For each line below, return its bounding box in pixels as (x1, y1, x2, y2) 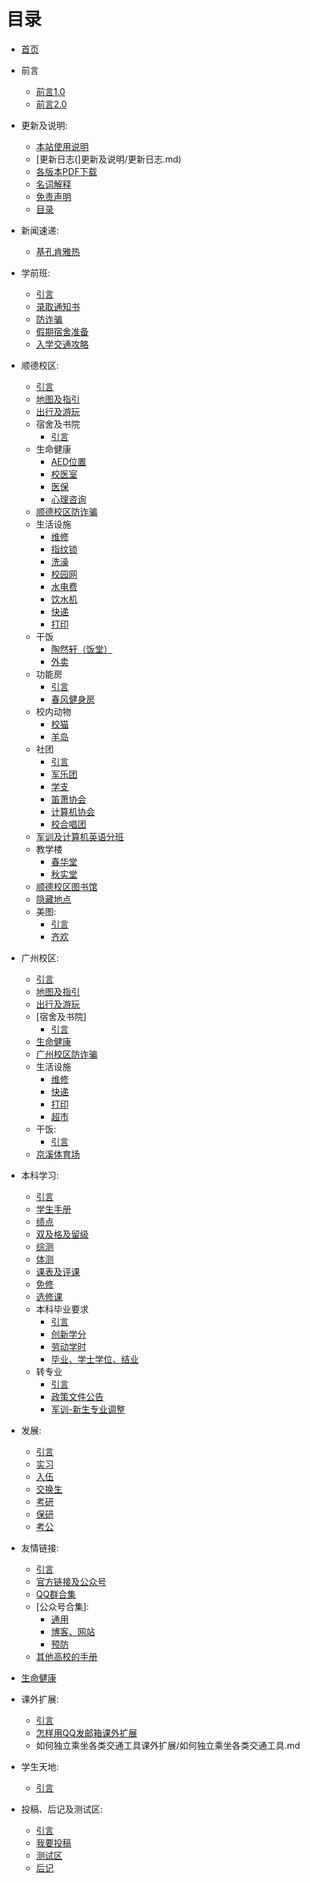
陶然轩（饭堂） (50, 643, 113, 655)
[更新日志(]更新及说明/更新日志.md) (35, 153, 182, 165)
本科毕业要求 (35, 1303, 89, 1315)
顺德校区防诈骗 (35, 505, 98, 517)
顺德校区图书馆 (35, 880, 98, 892)
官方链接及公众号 (35, 1575, 107, 1587)
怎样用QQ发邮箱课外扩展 (35, 1726, 138, 1739)
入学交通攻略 (35, 338, 89, 350)
